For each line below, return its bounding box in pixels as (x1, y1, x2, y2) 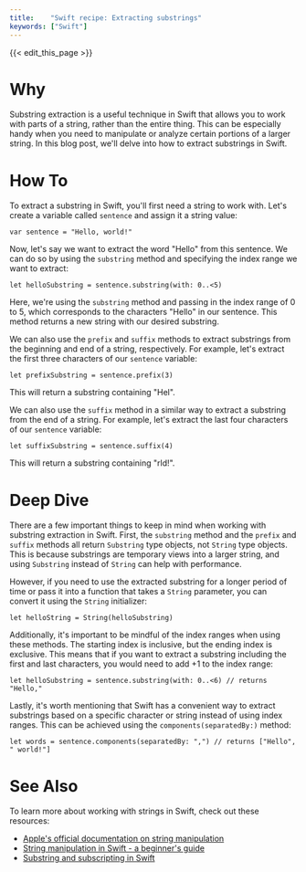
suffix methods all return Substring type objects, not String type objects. (9, 540, 288, 551)
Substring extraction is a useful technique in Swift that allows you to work (9, 109, 286, 120)
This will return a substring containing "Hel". (9, 387, 175, 398)
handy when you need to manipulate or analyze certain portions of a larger (9, 129, 290, 140)
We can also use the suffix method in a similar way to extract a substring (9, 404, 286, 415)
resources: (9, 815, 50, 826)
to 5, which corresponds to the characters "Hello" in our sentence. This (9, 307, 278, 318)
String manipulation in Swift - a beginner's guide (22, 843, 206, 854)
